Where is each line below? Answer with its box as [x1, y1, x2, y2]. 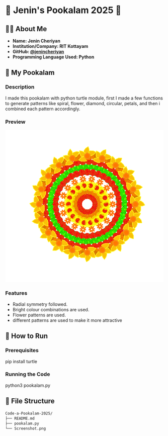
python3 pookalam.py [5, 382, 51, 388]
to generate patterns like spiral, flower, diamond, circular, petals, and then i [5, 100, 160, 106]
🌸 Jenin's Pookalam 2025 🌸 [5, 5, 122, 16]
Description [5, 83, 35, 91]
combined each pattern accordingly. [5, 106, 80, 112]
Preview [5, 118, 26, 125]
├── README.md [5, 416, 35, 421]
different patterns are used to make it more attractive [12, 317, 122, 323]
